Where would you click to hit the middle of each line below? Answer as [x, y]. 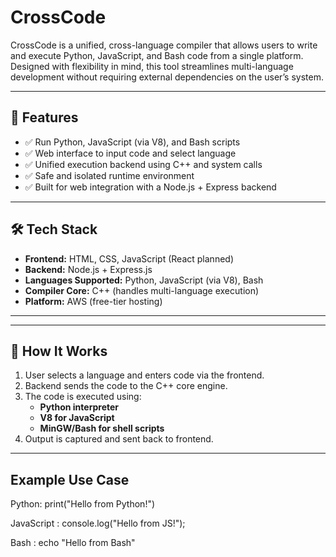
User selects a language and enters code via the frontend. [144, 375]
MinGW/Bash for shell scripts [102, 428]
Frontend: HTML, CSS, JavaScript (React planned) [129, 258]
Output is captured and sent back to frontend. [119, 439]
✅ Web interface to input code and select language [130, 153]
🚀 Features [44, 117]
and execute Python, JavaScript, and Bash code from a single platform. [157, 55]
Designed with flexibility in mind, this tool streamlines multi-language [152, 66]
